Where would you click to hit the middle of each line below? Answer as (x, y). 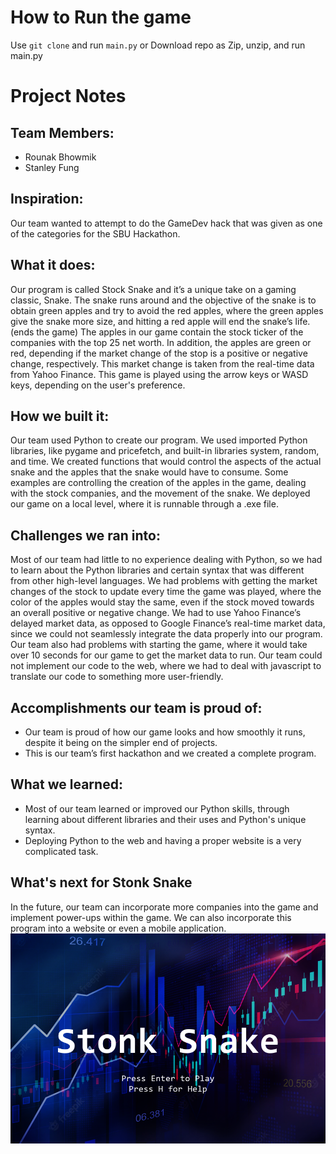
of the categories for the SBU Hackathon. (95, 233)
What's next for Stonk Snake (101, 882)
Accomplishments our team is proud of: (136, 707)
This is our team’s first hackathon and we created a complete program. (170, 753)
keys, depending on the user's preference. (98, 385)
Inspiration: (47, 199)
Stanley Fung (52, 167)
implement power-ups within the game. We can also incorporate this (151, 917)
